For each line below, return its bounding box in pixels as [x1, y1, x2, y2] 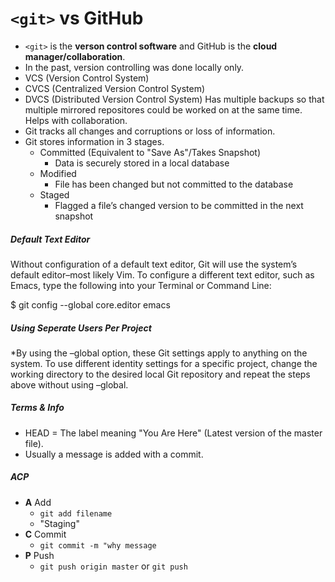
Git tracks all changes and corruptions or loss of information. [24, 125, 276, 137]
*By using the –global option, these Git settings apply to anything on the [10, 347, 308, 359]
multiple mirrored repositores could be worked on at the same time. [24, 103, 303, 116]
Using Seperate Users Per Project [10, 322, 152, 334]
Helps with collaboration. [24, 114, 128, 126]
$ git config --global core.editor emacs [10, 298, 171, 311]
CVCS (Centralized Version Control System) [24, 82, 206, 94]
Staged [39, 188, 70, 201]
